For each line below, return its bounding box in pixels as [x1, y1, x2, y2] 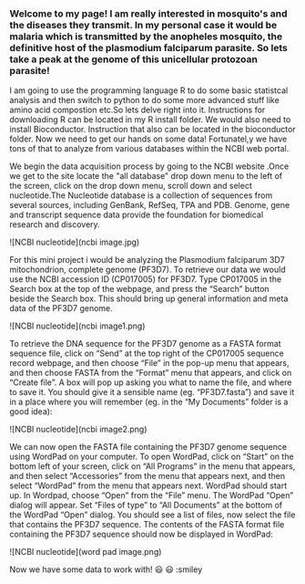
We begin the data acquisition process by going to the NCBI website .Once [9, 161, 290, 172]
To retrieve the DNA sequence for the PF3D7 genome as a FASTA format [9, 339, 281, 349]
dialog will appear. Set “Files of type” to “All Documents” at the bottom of [9, 500, 283, 511]
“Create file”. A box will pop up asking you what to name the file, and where [9, 377, 292, 388]
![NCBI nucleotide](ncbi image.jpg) [9, 236, 140, 248]
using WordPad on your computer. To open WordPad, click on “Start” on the [9, 451, 294, 463]
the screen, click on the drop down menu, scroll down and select [9, 181, 252, 192]
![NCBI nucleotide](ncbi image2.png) [9, 423, 147, 435]
